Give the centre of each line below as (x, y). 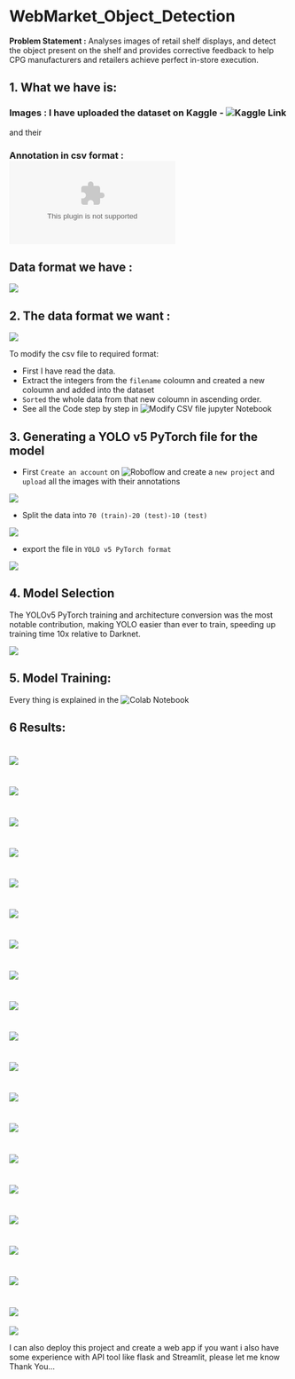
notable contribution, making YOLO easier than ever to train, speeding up (143, 624)
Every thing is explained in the (64, 699)
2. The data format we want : (90, 315)
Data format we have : (71, 267)
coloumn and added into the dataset (88, 390)
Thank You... (32, 1367)
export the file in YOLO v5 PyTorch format (97, 548)
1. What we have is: (63, 87)
